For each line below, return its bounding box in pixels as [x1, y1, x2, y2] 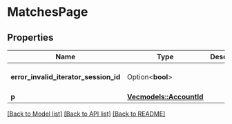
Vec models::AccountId [126, 92, 204, 101]
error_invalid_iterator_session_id [10, 72, 121, 81]
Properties [7, 32, 54, 43]
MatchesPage [7, 4, 88, 20]
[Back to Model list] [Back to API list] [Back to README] [7, 110, 166, 118]
